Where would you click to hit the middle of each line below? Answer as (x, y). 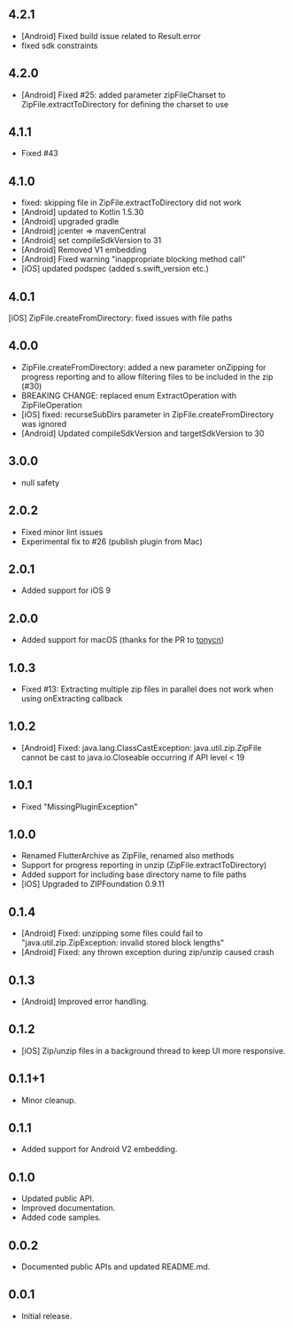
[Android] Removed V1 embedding (84, 250)
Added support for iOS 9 (66, 590)
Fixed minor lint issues (62, 532)
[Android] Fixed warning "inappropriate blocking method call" (133, 259)
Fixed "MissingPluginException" (79, 806)
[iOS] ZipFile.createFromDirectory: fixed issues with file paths (120, 318)
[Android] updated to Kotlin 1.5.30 (82, 212)
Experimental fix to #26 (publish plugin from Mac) (112, 541)
